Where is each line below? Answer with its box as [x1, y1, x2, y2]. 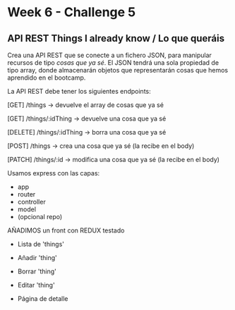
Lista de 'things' [17, 240, 65, 248]
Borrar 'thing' [17, 267, 56, 275]
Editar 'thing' [17, 281, 55, 289]
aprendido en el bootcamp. [7, 73, 86, 82]
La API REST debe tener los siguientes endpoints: [7, 87, 151, 95]
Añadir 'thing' [17, 254, 58, 261]
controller [17, 198, 46, 206]
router [17, 190, 36, 198]
